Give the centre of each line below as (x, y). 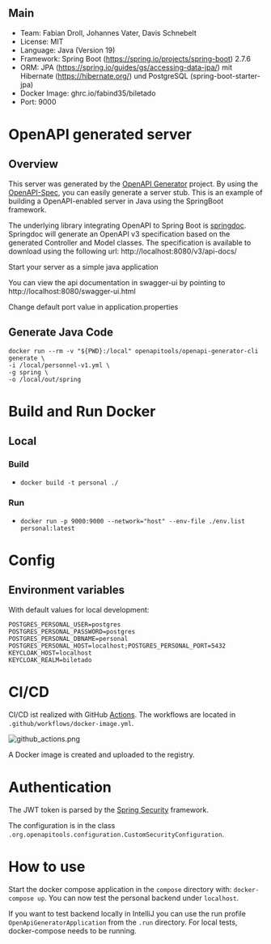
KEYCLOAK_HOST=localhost (50, 653)
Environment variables (67, 590)
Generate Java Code (61, 333)
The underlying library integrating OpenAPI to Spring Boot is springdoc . (127, 225)
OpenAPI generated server (100, 135)
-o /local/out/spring (45, 379)
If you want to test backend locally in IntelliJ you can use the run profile (127, 913)
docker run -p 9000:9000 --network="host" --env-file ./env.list (132, 521)
